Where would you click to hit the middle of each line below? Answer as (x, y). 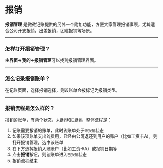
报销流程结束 (25, 160)
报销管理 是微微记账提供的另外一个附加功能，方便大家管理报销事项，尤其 (78, 24)
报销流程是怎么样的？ (30, 108)
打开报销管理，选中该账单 (38, 142)
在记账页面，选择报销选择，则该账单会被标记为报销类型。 (62, 90)
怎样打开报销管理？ (27, 49)
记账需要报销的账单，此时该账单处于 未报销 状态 (58, 130)
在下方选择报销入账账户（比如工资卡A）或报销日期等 (65, 148)
